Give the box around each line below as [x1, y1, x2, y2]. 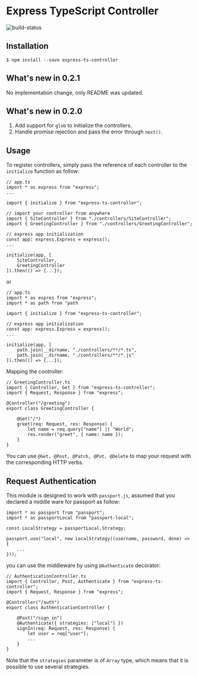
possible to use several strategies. [6, 663, 90, 670]
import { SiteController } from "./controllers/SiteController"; [6, 216, 171, 222]
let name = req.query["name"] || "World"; [27, 426, 134, 432]
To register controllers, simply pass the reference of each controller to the [6, 161, 187, 169]
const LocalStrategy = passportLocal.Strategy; [6, 525, 127, 531]
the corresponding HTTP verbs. [6, 459, 84, 466]
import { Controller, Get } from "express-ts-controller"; [6, 385, 156, 391]
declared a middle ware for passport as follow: [6, 499, 120, 505]
